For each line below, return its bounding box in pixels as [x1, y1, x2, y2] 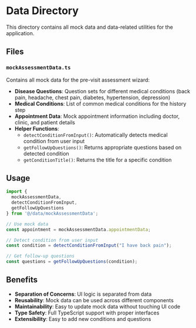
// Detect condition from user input [6, 237, 99, 243]
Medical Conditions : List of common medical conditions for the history [14, 100, 187, 107]
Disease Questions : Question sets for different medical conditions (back [14, 87, 191, 94]
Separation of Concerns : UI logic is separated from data [14, 290, 152, 297]
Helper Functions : [14, 125, 60, 132]
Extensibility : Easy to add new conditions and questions [14, 315, 151, 322]
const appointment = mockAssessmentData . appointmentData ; [6, 226, 151, 232]
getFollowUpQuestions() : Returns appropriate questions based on [23, 144, 182, 151]
